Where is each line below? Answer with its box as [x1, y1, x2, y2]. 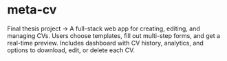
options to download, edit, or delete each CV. [7, 46, 136, 54]
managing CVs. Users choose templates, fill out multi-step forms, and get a [7, 31, 221, 39]
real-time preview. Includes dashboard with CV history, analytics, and [7, 39, 204, 47]
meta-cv [7, 2, 57, 18]
